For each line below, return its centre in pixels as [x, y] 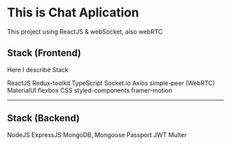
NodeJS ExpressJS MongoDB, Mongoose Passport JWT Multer [97, 134]
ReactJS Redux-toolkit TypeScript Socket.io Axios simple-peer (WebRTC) [111, 83]
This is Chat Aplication [73, 13]
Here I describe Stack [38, 69]
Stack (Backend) [44, 118]
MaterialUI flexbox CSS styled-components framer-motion [90, 90]
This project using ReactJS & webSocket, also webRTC [85, 32]
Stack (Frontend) [44, 53]
